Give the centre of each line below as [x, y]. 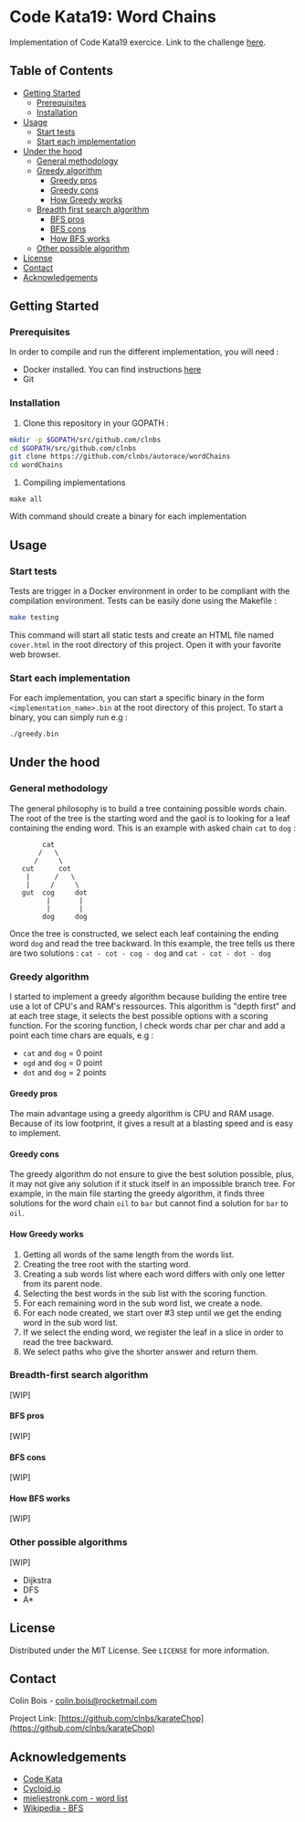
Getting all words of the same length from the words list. [128, 1255]
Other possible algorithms [68, 1542]
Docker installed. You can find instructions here [112, 370]
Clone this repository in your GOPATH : [95, 423]
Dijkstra [37, 1580]
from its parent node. [62, 1283]
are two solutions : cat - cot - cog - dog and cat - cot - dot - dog [140, 953]
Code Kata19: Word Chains [113, 17]
